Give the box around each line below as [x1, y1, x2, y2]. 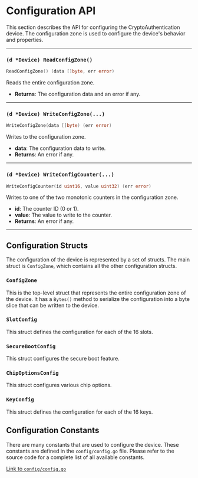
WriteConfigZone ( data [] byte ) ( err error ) [6, 123, 112, 129]
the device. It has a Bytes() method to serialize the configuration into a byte [6, 295, 190, 302]
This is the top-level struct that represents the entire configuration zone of [6, 289, 186, 296]
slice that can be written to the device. [6, 302, 99, 309]
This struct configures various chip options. [6, 382, 112, 389]
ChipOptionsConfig [6, 370, 59, 376]
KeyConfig [6, 397, 34, 403]
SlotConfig [6, 316, 37, 323]
